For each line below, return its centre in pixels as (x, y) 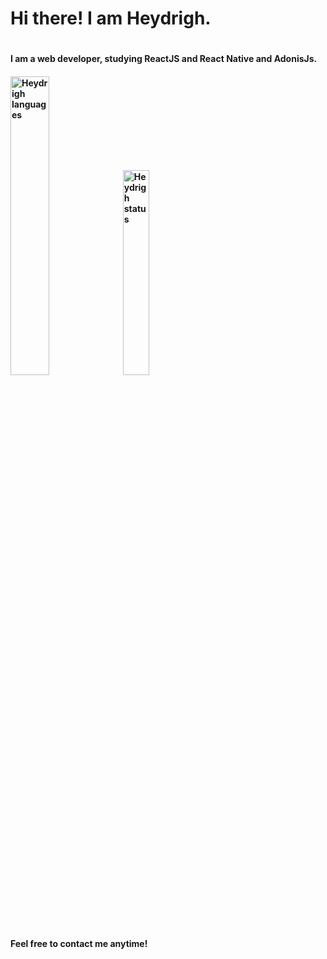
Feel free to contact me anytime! (79, 943)
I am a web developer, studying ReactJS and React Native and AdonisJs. (164, 59)
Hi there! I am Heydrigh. (111, 18)
